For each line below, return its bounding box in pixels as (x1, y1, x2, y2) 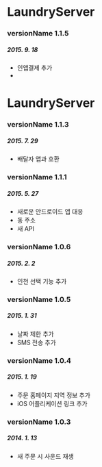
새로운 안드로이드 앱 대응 (16, 207, 84, 216)
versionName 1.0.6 (7, 242, 71, 251)
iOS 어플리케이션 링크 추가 (16, 399, 88, 407)
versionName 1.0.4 (7, 355, 72, 365)
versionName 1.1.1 (7, 173, 67, 182)
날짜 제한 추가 (16, 329, 54, 338)
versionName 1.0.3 (7, 417, 71, 427)
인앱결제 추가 (16, 64, 53, 72)
